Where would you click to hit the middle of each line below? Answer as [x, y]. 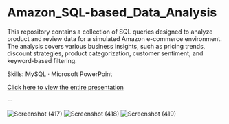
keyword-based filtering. [42, 60]
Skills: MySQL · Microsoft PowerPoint [60, 74]
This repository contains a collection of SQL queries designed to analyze [110, 32]
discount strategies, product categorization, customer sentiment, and [105, 53]
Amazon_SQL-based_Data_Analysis [112, 13]
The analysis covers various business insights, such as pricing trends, [106, 46]
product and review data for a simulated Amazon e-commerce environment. [115, 38]
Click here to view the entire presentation [65, 87]
